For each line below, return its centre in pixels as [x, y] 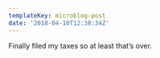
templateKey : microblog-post [57, 15]
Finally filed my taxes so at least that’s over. [80, 45]
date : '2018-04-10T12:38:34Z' [59, 23]
